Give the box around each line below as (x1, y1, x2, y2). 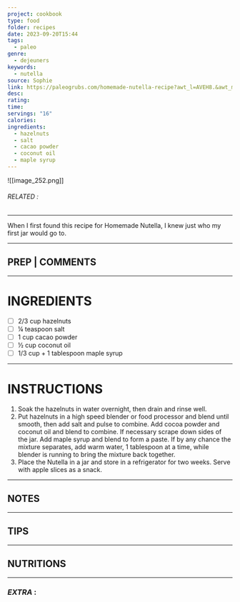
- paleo (14, 44, 37, 51)
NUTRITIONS (7, 558, 66, 570)
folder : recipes (7, 24, 56, 31)
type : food (7, 17, 40, 24)
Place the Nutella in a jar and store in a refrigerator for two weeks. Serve (17, 458, 231, 466)
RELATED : (7, 192, 39, 201)
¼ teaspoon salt (17, 324, 65, 333)
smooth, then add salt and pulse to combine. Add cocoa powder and (17, 420, 220, 428)
